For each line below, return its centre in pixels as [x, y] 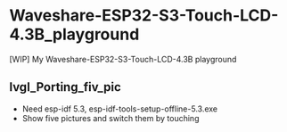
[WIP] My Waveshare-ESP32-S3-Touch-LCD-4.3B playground [123, 59]
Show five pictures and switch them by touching [111, 118]
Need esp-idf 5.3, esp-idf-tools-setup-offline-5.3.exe [120, 109]
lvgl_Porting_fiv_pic [66, 87]
